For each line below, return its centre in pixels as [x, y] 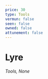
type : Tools [17, 14]
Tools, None [17, 71]
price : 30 [15, 10]
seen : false [17, 24]
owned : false [19, 28]
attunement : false [24, 33]
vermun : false [20, 19]
